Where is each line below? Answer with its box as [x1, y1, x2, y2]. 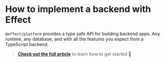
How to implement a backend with [5, 3, 151, 15]
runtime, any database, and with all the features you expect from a [5, 36, 144, 42]
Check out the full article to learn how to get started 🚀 [17, 51, 132, 57]
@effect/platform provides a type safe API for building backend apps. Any [5, 30, 160, 36]
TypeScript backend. [5, 41, 49, 47]
